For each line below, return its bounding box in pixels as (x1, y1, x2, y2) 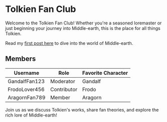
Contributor (50, 86, 78, 93)
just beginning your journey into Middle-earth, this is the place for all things (5, 25, 160, 31)
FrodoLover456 (8, 86, 45, 93)
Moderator (50, 78, 75, 85)
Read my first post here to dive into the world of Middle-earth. (5, 40, 133, 46)
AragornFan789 (8, 94, 46, 101)
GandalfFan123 (8, 78, 45, 85)
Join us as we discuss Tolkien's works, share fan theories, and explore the (5, 107, 159, 113)
